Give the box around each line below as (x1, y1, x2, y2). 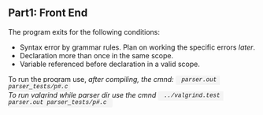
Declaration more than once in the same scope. (19, 50, 174, 60)
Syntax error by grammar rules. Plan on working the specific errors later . (19, 43, 256, 52)
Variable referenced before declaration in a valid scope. (19, 59, 201, 69)
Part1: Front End (8, 6, 88, 20)
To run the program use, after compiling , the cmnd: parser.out (8, 74, 217, 84)
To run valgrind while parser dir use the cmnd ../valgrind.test (8, 90, 220, 100)
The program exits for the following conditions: (8, 27, 160, 36)
